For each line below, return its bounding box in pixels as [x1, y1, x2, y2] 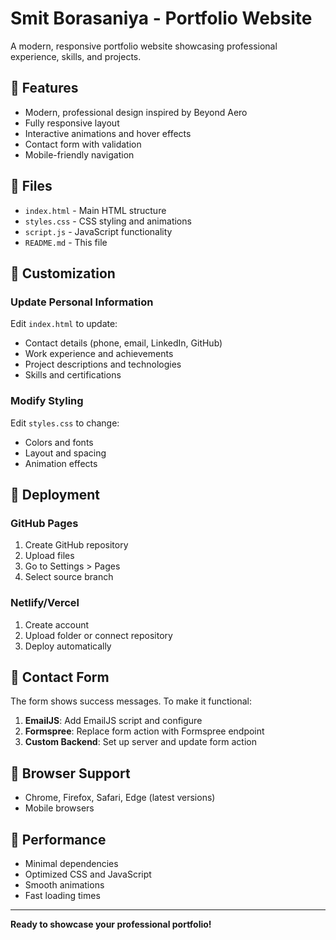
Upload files [24, 550, 75, 562]
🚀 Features [10, 80, 79, 97]
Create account [24, 618, 90, 631]
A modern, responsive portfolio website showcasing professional [10, 40, 278, 52]
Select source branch [24, 571, 114, 583]
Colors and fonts [24, 436, 94, 448]
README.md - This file [24, 236, 108, 248]
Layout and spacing [24, 447, 107, 459]
